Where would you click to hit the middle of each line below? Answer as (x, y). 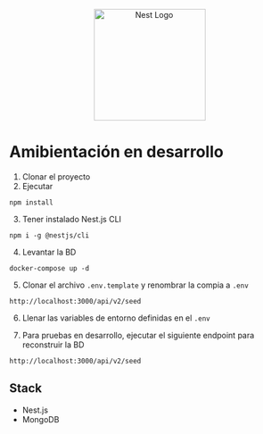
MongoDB (41, 419)
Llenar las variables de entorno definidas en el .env (116, 318)
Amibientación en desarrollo (117, 152)
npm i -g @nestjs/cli (49, 235)
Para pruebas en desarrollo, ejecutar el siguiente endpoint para (138, 335)
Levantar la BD (49, 252)
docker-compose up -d (49, 268)
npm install (31, 202)
